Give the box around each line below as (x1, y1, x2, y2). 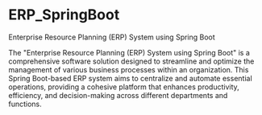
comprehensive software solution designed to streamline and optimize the (8, 56, 255, 66)
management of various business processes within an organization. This (8, 64, 249, 74)
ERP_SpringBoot (8, 6, 120, 24)
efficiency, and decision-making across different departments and (8, 90, 228, 100)
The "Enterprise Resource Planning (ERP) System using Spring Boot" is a (8, 47, 250, 57)
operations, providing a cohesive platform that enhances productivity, (8, 82, 239, 92)
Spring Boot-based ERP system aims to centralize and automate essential (8, 73, 252, 83)
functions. (8, 99, 42, 109)
